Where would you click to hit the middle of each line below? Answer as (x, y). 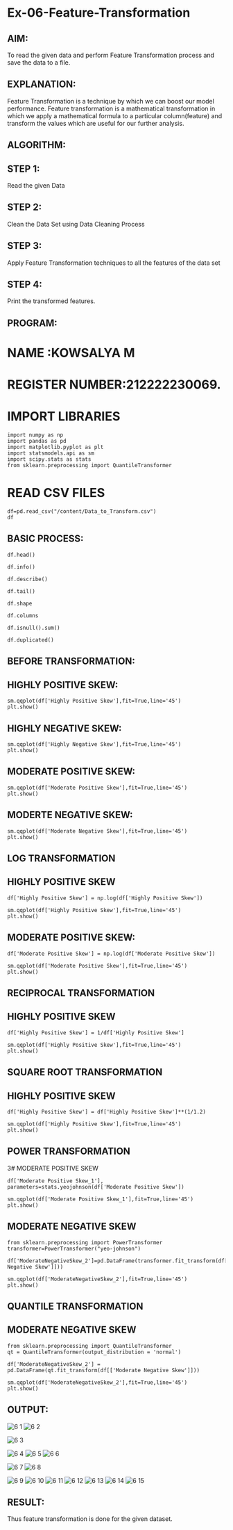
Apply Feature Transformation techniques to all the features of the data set (114, 263)
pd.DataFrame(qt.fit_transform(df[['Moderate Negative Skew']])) (103, 1370)
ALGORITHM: (36, 145)
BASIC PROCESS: (45, 539)
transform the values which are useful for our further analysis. (96, 123)
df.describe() (28, 579)
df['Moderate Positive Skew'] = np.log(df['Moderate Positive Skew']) (111, 954)
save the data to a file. (39, 63)
